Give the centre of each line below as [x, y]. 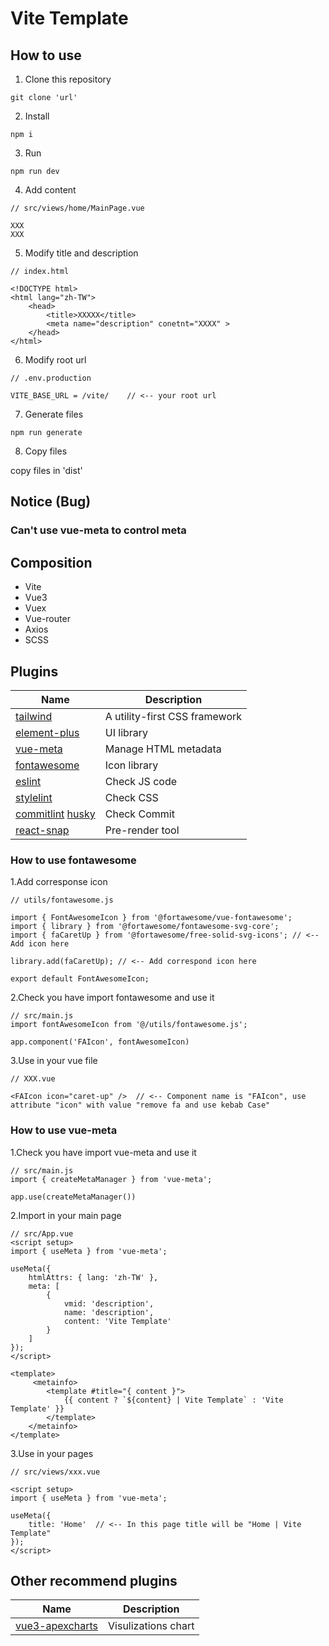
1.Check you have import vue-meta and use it [103, 1152]
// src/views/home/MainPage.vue [77, 208]
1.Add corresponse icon [59, 882]
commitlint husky [55, 814]
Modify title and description [81, 253]
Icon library [131, 765]
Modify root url [55, 360]
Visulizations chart [151, 1626]
